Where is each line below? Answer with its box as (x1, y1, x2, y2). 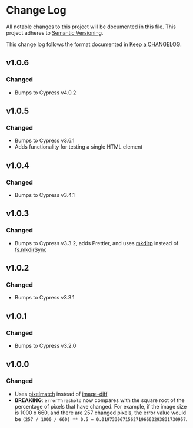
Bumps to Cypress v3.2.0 (14, 343, 76, 350)
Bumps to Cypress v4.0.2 (14, 89, 76, 96)
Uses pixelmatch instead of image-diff (14, 390, 108, 397)
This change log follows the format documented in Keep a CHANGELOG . (6, 41, 182, 48)
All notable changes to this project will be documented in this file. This (6, 23, 177, 30)
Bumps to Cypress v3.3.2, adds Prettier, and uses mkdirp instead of (14, 239, 179, 246)
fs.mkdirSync (14, 246, 47, 253)
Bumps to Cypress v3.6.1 (14, 137, 75, 144)
